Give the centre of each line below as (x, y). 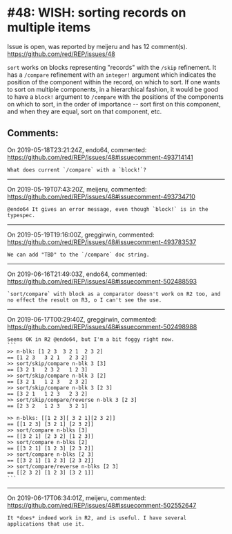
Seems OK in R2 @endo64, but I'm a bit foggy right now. (91, 339)
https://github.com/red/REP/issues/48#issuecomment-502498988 (102, 326)
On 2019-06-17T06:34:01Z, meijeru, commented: (77, 498)
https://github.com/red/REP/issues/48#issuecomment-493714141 (100, 157)
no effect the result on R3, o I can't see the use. (85, 300)
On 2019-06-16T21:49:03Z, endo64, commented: (77, 274)
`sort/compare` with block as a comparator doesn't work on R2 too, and (114, 294)
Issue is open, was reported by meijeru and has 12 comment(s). (97, 46)
